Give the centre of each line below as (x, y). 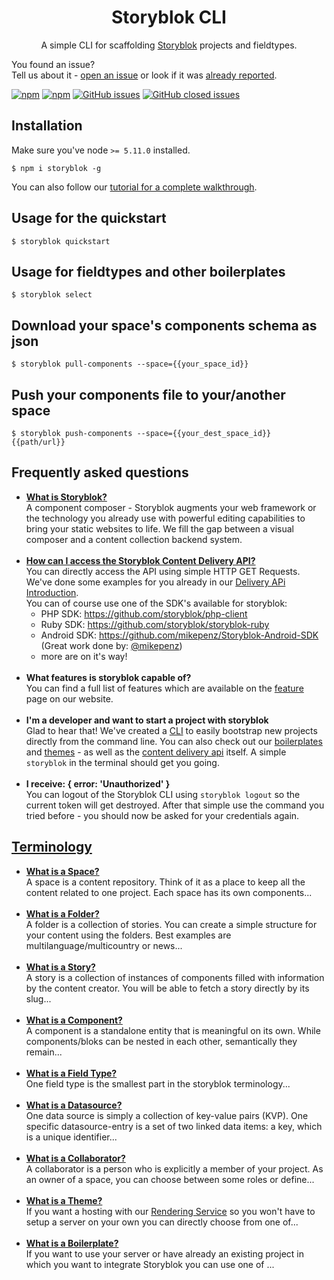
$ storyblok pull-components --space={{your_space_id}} (130, 364)
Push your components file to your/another (148, 394)
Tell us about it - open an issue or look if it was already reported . (144, 75)
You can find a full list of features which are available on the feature (164, 688)
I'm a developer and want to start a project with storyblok (147, 720)
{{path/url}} (38, 442)
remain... (44, 1052)
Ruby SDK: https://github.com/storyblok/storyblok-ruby (155, 624)
